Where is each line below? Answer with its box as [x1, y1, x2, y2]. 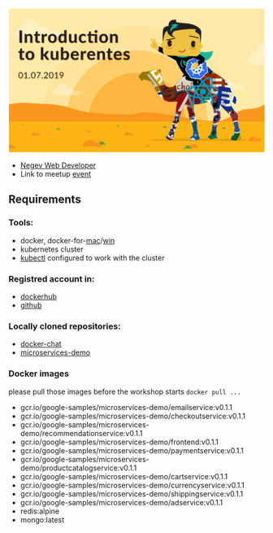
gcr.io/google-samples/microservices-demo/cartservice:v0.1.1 [19, 471, 228, 481]
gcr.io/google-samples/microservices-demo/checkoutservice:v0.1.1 [19, 411, 246, 421]
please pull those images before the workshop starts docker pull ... [8, 387, 241, 396]
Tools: [8, 217, 34, 229]
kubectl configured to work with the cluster [19, 252, 165, 263]
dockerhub [19, 291, 57, 301]
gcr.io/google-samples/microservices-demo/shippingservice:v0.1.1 [19, 488, 244, 499]
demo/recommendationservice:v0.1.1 [19, 428, 143, 438]
